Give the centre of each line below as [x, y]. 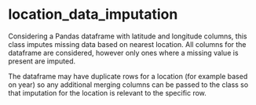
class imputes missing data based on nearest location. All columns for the [127, 44]
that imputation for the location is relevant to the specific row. [107, 92]
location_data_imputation [93, 14]
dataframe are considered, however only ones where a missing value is [123, 52]
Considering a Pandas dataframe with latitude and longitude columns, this [128, 36]
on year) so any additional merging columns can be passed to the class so [128, 85]
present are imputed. [42, 61]
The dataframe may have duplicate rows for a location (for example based [128, 76]
